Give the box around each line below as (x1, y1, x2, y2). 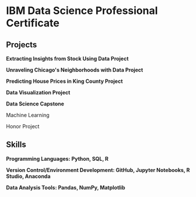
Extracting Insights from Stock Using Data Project (6, 55, 129, 62)
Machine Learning (6, 112, 50, 118)
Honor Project (6, 123, 40, 129)
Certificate (6, 16, 60, 30)
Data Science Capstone (6, 100, 64, 107)
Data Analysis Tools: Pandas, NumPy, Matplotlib (6, 184, 125, 191)
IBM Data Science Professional (6, 4, 158, 17)
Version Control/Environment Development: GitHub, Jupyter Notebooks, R (6, 166, 190, 173)
